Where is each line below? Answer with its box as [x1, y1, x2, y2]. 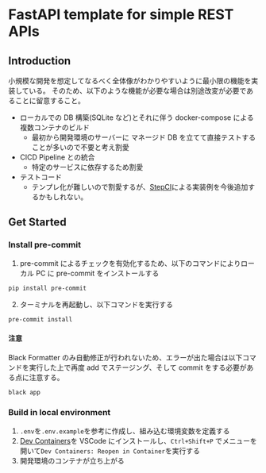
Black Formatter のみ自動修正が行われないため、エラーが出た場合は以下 [8, 352, 243, 362]
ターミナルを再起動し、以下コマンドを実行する [19, 299, 173, 309]
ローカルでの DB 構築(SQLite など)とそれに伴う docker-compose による [19, 113, 254, 122]
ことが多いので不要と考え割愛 [31, 143, 129, 152]
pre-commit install [8, 315, 73, 323]
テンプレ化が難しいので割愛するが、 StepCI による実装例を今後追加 [31, 183, 249, 191]
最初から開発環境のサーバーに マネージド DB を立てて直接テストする [31, 133, 256, 142]
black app [8, 388, 41, 396]
